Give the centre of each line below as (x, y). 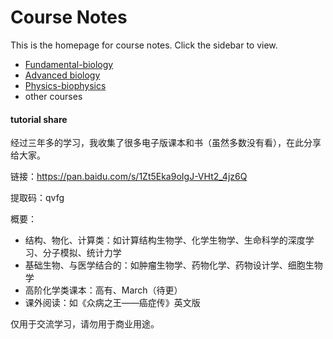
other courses (53, 96)
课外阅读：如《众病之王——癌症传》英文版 (112, 303)
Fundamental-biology (69, 64)
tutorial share (39, 119)
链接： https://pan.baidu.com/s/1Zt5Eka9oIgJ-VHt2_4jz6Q (129, 177)
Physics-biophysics (65, 85)
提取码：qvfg (37, 198)
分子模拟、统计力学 (82, 253)
